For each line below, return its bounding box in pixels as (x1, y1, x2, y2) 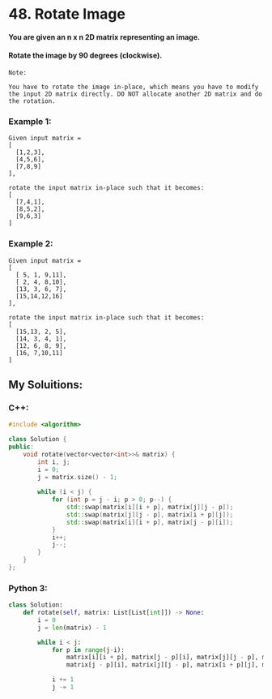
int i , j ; (37, 457, 70, 466)
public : (8, 443, 35, 451)
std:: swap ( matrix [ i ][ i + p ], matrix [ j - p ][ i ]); (66, 518, 234, 526)
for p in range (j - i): (51, 645, 125, 654)
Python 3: (8, 582, 49, 594)
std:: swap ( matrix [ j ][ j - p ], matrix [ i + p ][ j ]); (66, 510, 234, 519)
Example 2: (8, 238, 53, 250)
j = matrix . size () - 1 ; (37, 473, 117, 481)
